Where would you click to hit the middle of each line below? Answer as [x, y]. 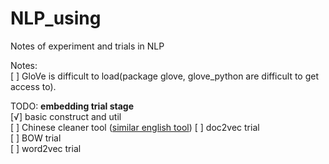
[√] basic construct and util [66, 116]
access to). [33, 86]
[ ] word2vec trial [46, 148]
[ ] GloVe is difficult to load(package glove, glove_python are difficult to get [165, 76]
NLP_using [56, 18]
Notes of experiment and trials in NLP [87, 46]
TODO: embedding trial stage [72, 106]
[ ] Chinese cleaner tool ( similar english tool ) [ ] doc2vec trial [135, 127]
